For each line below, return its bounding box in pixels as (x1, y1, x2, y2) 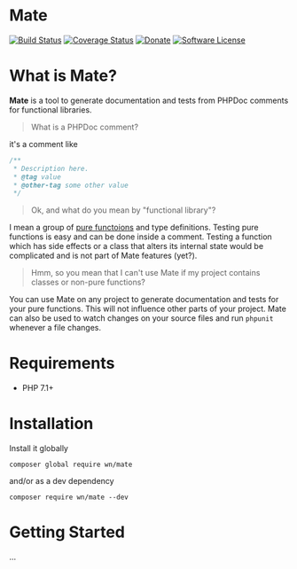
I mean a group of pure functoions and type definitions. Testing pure (9, 222, 259, 233)
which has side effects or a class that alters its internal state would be (9, 241, 264, 252)
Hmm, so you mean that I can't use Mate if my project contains (30, 268, 261, 278)
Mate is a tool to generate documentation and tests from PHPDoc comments (9, 95, 289, 105)
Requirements (9, 354, 115, 373)
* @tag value (12, 172, 62, 182)
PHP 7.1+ (21, 383, 54, 394)
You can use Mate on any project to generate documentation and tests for (9, 294, 279, 305)
